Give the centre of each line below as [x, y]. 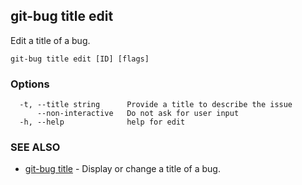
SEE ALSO [35, 147]
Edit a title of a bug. [50, 40]
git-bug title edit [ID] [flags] [80, 59]
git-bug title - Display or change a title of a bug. [122, 169]
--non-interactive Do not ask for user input [138, 114]
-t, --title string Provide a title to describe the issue [156, 105]
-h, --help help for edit [102, 122]
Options [30, 84]
